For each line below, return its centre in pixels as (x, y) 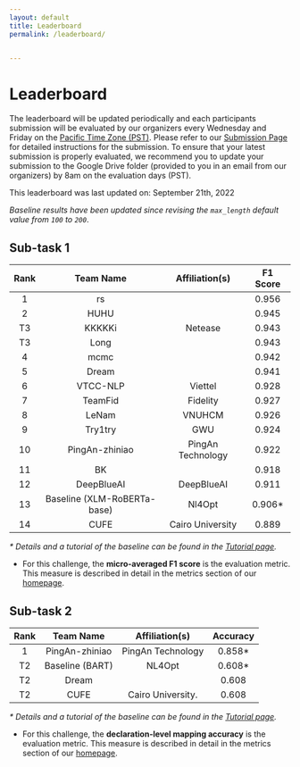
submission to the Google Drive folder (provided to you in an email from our (148, 166)
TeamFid (100, 401)
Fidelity (203, 401)
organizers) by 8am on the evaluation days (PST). (100, 176)
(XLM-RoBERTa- (120, 499)
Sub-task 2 (41, 611)
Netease (203, 329)
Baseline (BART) (79, 665)
